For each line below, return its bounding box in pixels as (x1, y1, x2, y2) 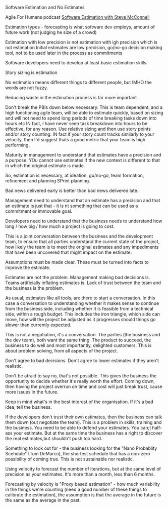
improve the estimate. (5, 264, 50, 270)
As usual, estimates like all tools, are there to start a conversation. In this (5, 295, 155, 301)
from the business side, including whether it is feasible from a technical (5, 306, 154, 311)
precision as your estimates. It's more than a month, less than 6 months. (5, 471, 155, 477)
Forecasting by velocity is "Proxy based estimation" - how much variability (5, 481, 160, 487)
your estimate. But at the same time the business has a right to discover (13, 430, 162, 436)
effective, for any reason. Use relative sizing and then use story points (5, 126, 151, 132)
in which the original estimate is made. (5, 163, 85, 169)
